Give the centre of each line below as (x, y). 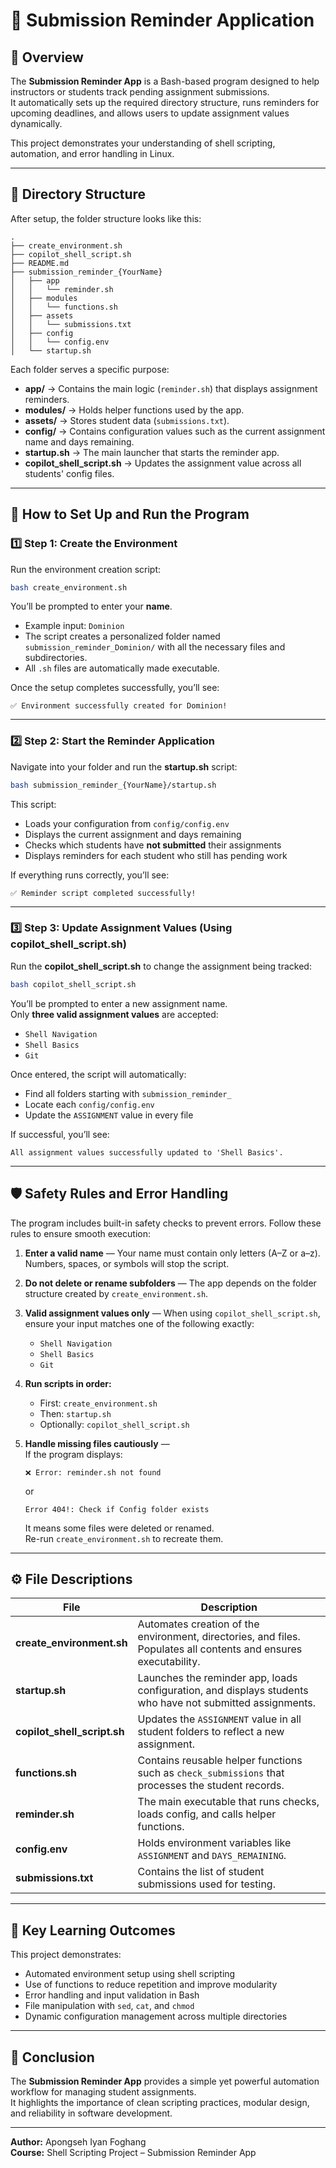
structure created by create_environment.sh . (116, 1293)
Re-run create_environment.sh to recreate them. (124, 1538)
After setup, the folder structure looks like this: (106, 218)
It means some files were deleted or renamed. (119, 1528)
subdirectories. (56, 658)
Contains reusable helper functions (220, 1761)
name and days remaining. (79, 441)
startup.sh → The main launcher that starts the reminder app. (152, 452)
